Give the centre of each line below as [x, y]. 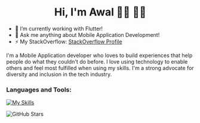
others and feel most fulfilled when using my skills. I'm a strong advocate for [100, 68]
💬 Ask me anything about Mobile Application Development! [87, 34]
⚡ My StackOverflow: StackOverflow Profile [68, 42]
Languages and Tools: [39, 90]
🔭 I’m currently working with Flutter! [59, 29]
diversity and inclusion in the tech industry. [59, 74]
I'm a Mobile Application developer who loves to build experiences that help [99, 55]
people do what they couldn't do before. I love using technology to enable [97, 61]
